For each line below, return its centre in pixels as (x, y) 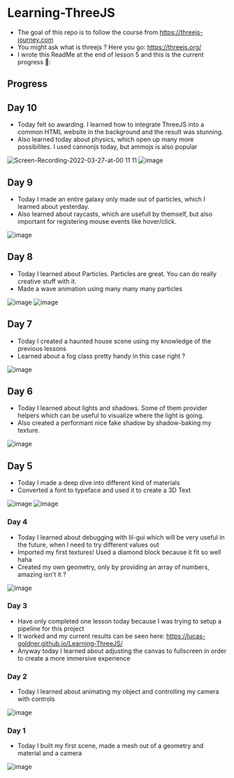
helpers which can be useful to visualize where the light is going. (110, 416)
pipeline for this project (51, 628)
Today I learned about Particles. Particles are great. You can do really (117, 273)
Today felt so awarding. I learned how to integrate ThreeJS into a (111, 124)
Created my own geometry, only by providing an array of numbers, (113, 567)
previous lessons (42, 348)
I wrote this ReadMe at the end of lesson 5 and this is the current (110, 55)
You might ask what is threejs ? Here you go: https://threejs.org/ (109, 47)
